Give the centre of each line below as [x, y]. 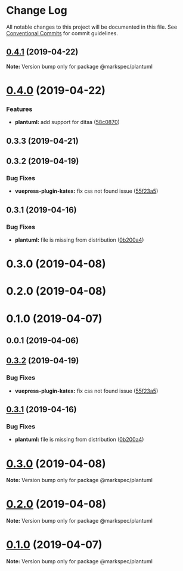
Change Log [37, 10]
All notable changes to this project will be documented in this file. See [92, 27]
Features [19, 109]
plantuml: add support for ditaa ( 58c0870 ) [67, 122]
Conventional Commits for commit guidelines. [62, 33]
